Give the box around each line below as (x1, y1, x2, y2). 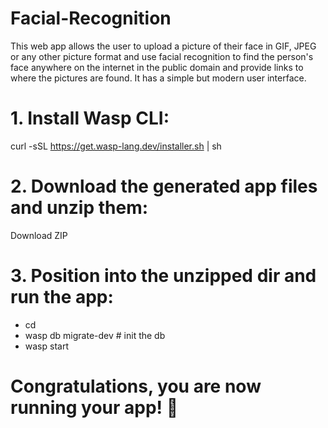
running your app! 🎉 (10, 396, 179, 419)
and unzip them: (10, 197, 149, 219)
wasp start (24, 340, 69, 352)
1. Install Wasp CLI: (10, 107, 170, 130)
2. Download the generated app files (10, 175, 318, 198)
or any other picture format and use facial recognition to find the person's (10, 50, 314, 62)
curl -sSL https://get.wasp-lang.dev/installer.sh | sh (10, 140, 222, 152)
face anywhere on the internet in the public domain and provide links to (10, 61, 304, 73)
